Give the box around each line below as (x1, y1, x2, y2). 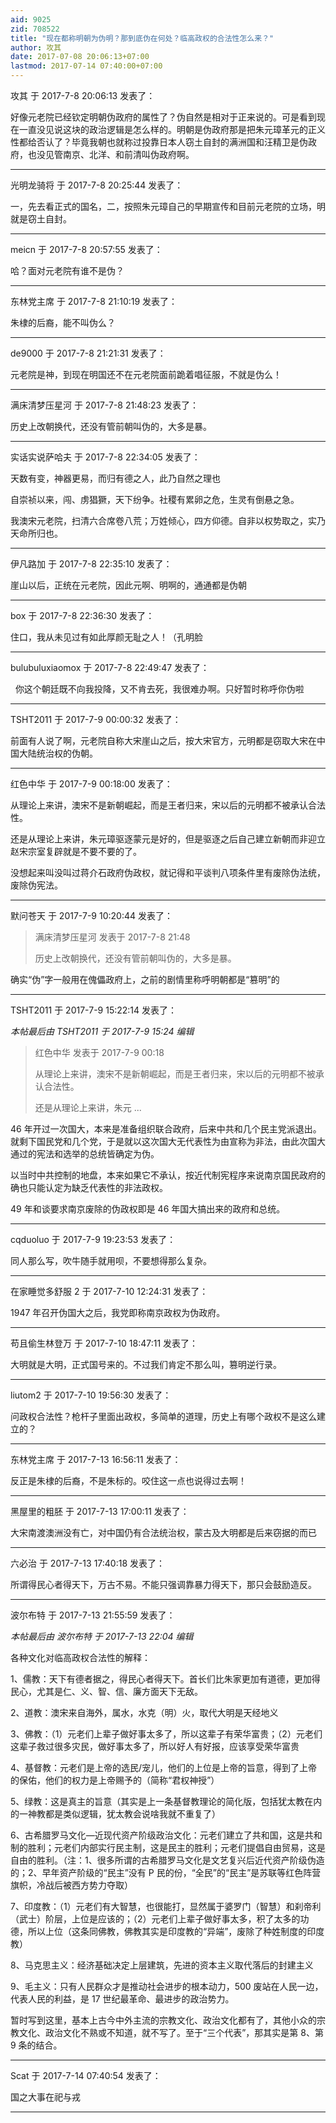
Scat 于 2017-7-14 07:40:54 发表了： (10, 2070, 162, 2081)
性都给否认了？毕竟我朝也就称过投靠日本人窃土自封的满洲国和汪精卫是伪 (10, 136, 308, 148)
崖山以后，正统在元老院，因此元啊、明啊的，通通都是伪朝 (10, 579, 247, 591)
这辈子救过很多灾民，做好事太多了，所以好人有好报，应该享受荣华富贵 (10, 1741, 300, 1752)
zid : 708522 (10, 24, 60, 34)
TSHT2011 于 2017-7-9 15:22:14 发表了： (10, 1004, 178, 1016)
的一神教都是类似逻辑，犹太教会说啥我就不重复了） (10, 1808, 221, 1820)
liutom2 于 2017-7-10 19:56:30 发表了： (10, 1389, 172, 1401)
